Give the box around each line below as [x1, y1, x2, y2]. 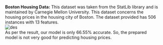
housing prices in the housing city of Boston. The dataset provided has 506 [5, 14, 157, 20]
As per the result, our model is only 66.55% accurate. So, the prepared [5, 30, 147, 35]
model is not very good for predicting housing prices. [5, 34, 112, 40]
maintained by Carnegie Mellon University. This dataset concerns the [5, 9, 144, 15]
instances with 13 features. [5, 19, 59, 25]
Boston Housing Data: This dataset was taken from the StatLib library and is [5, 4, 158, 10]
